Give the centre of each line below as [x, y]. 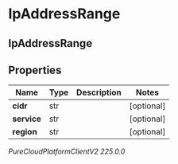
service [27, 119]
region [25, 132]
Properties [35, 70]
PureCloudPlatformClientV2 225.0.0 [67, 151]
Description [99, 92]
